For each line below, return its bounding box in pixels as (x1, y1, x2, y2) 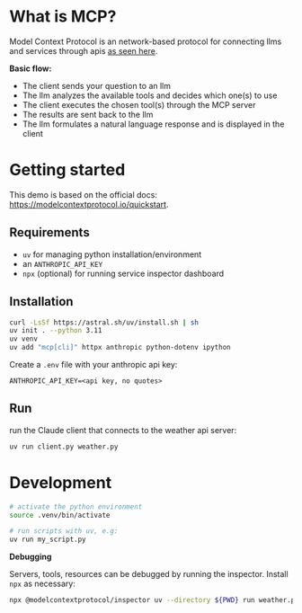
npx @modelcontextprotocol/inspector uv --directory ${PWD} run (9, 596, 255, 605)
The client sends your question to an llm (22, 80, 172, 91)
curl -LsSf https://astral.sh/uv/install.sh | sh (9, 317, 200, 327)
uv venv (9, 334, 39, 343)
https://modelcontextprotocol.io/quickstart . (9, 199, 169, 209)
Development (9, 472, 112, 493)
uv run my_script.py (9, 535, 87, 545)
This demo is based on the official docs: (9, 189, 157, 200)
